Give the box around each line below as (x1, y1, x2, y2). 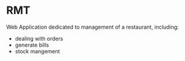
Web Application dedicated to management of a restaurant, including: (6, 23, 179, 30)
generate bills (14, 41, 49, 48)
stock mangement (14, 47, 60, 54)
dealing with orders (14, 35, 63, 42)
